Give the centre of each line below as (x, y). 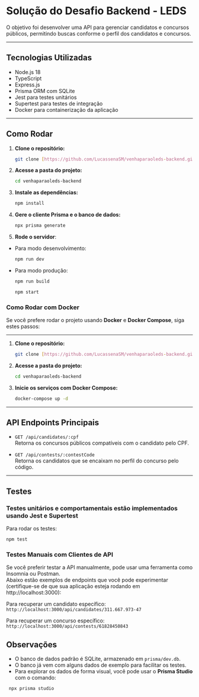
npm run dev (29, 259)
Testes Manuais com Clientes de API (60, 554)
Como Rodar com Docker (43, 307)
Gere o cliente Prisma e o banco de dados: (68, 215)
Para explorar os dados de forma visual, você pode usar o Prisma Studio (104, 672)
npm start (27, 292)
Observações (32, 645)
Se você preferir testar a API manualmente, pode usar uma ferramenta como (99, 567)
